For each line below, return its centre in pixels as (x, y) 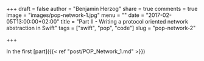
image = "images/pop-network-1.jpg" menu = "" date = (76, 15)
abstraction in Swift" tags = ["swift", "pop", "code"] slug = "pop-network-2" (101, 28)
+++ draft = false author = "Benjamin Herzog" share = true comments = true (102, 9)
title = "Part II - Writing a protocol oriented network (125, 21)
